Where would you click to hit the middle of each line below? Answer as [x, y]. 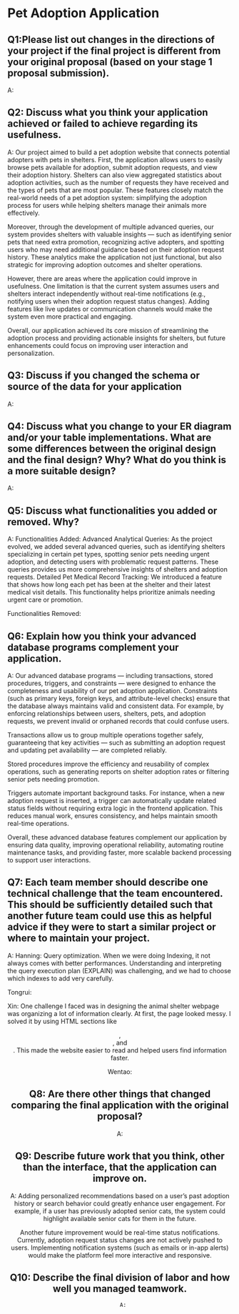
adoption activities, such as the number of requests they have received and [118, 182]
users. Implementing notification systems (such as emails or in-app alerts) [120, 1248]
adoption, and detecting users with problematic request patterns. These [113, 562]
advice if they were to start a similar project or [112, 927]
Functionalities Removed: [44, 614]
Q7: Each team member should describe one [108, 883]
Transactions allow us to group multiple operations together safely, [106, 735]
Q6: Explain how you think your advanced [102, 636]
